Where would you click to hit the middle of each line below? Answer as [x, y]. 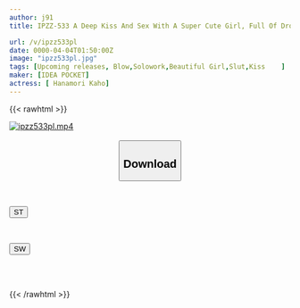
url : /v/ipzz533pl [43, 42]
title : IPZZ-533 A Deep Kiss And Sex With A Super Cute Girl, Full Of [143, 26]
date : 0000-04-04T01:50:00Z [62, 50]
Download [150, 164]
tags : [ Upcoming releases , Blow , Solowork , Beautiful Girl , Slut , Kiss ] [147, 67]
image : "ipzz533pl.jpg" [54, 59]
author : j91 [31, 17]
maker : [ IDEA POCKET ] [50, 75]
